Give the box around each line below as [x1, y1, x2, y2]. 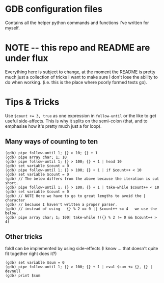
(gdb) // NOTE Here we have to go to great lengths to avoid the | [5, 193, 146, 198]
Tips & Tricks [5, 97, 60, 108]
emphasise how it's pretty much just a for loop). [5, 123, 102, 129]
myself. [5, 25, 20, 30]
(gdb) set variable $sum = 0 [5, 260, 65, 265]
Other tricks [5, 232, 43, 241]
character [5, 198, 26, 202]
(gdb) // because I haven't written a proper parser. [5, 202, 118, 207]
